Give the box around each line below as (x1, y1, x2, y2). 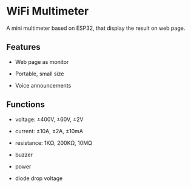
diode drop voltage (15, 175, 63, 182)
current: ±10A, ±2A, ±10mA (15, 127, 84, 134)
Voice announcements (15, 82, 72, 89)
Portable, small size (15, 70, 64, 77)
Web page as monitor (15, 58, 69, 65)
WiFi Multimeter (6, 4, 89, 18)
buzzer (15, 151, 33, 158)
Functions (6, 99, 45, 110)
